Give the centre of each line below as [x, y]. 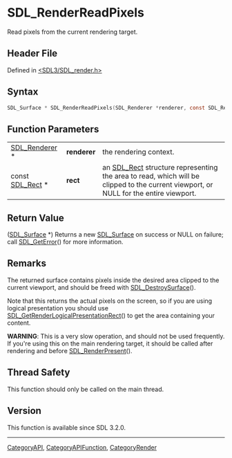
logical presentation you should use [58, 308]
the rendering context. [138, 152]
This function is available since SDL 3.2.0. [67, 427]
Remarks [27, 263]
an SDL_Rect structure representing [160, 168]
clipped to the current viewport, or [158, 185]
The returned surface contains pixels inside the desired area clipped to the [113, 280]
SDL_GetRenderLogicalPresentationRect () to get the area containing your [111, 315]
